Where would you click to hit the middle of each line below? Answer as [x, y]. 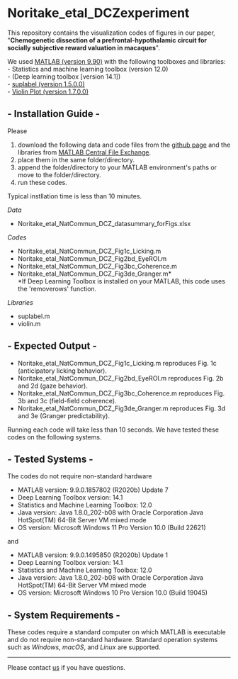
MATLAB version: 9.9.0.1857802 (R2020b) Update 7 [93, 490]
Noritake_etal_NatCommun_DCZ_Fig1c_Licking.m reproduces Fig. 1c [117, 363]
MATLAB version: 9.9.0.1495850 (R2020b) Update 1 [93, 555]
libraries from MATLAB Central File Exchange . [84, 152]
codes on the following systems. [55, 437]
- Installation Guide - [54, 114]
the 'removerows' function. [57, 288]
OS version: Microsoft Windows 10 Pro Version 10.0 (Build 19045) [112, 593]
